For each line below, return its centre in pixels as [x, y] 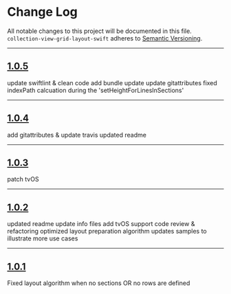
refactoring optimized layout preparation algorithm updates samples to [107, 231]
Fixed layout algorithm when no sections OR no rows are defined [99, 283]
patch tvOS [23, 179]
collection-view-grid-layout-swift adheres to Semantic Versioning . [105, 38]
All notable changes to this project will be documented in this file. [100, 31]
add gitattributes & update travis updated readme [77, 135]
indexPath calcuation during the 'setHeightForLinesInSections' [96, 90]
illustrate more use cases [43, 238]
